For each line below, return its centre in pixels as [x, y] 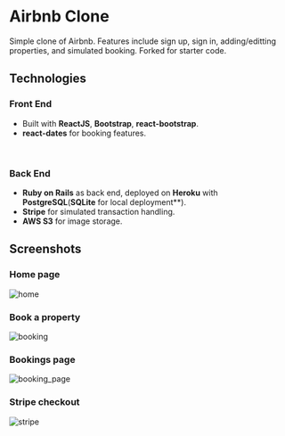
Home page [35, 275]
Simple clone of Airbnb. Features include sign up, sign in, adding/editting [143, 41]
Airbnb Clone [59, 16]
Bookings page [42, 359]
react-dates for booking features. [84, 133]
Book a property [45, 317]
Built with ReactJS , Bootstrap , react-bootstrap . [110, 123]
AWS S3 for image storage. [72, 221]
